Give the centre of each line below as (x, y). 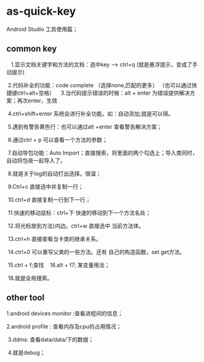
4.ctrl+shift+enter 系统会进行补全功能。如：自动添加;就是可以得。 (91, 113)
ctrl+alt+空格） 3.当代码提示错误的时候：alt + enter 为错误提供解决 (104, 93)
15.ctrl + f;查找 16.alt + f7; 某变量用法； (59, 265)
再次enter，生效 (37, 100)
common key (32, 49)
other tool (25, 298)
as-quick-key (41, 11)
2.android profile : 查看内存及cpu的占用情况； (64, 326)
